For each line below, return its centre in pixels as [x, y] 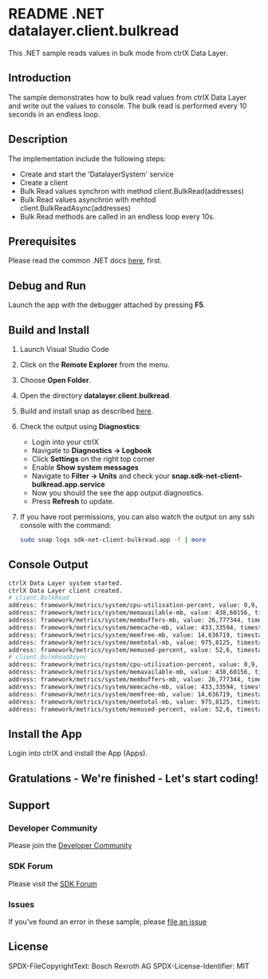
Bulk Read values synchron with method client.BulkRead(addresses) [132, 191]
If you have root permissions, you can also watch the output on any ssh [137, 517]
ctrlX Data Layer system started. [66, 583]
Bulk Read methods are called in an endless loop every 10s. [117, 216]
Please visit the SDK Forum [53, 883]
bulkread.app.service [68, 484]
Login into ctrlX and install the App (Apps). [78, 753]
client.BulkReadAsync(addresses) [75, 207]
